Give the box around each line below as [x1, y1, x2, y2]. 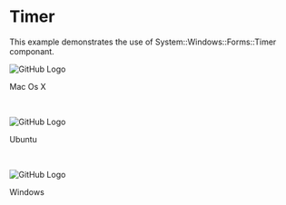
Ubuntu [9, 133, 38, 144]
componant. [9, 45, 54, 56]
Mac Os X [9, 81, 47, 92]
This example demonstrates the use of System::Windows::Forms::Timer [9, 36, 277, 47]
